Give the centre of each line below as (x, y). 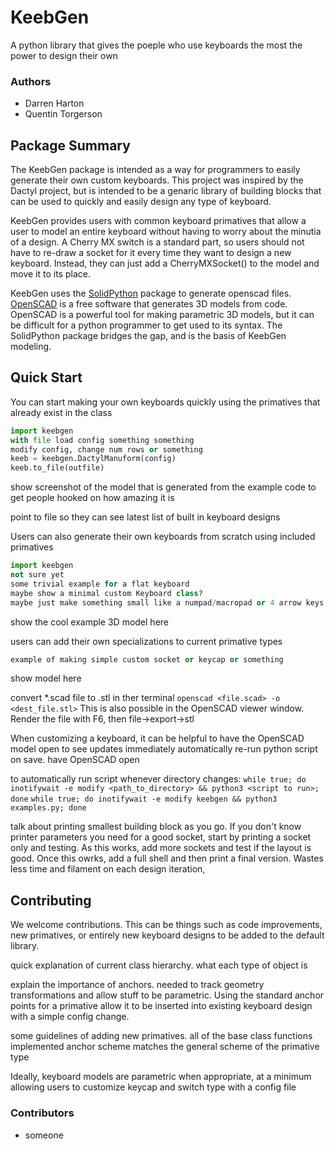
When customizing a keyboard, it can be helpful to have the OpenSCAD (157, 738)
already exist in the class (61, 412)
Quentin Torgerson (63, 114)
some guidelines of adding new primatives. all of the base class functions (161, 1036)
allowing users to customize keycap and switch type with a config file (153, 1087)
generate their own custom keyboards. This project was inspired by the (157, 180)
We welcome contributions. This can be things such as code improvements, (166, 925)
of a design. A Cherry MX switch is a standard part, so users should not (157, 242)
